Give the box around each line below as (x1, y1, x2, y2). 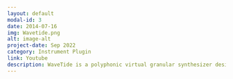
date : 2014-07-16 (7, 23, 58, 30)
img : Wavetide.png (7, 29, 60, 36)
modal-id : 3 (7, 16, 42, 23)
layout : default (7, 10, 54, 17)
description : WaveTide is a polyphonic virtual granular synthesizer (7, 61, 213, 68)
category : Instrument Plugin (7, 49, 92, 56)
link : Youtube (7, 55, 49, 62)
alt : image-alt (7, 36, 51, 43)
